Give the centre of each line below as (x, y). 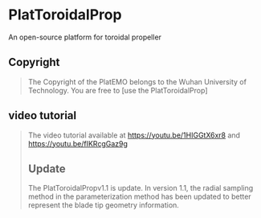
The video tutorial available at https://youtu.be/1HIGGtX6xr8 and (134, 135)
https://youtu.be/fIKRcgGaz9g (78, 143)
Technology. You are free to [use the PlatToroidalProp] (118, 90)
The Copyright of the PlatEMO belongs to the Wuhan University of (137, 81)
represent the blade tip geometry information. (103, 205)
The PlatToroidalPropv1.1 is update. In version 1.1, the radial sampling (141, 188)
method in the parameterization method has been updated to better (139, 197)
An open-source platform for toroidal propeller (85, 37)
